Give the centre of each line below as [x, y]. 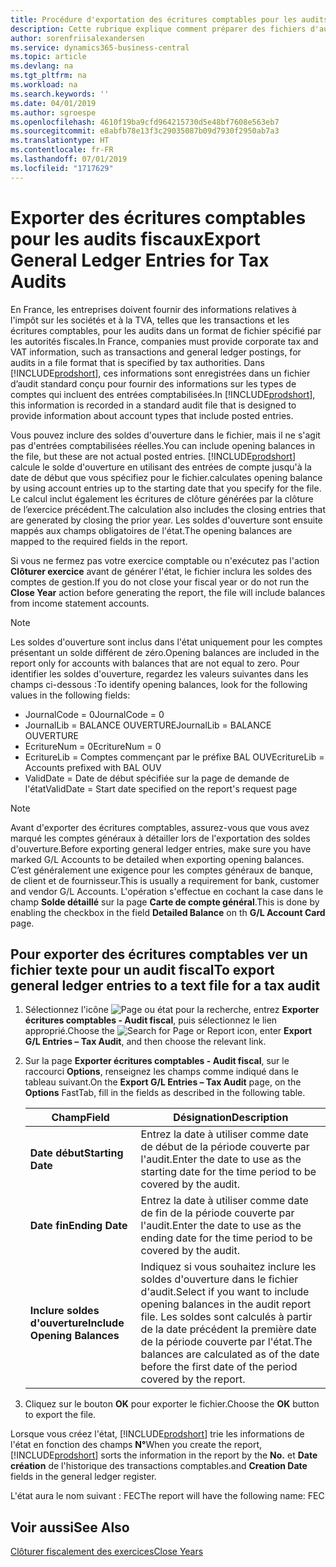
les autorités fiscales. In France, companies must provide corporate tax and [164, 341]
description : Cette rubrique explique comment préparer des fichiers [158, 29]
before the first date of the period [219, 1367]
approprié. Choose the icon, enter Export [168, 1031]
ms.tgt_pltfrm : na [48, 76]
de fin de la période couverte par [217, 1213]
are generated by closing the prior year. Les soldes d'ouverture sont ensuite [166, 520]
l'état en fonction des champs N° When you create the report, [136, 1445]
